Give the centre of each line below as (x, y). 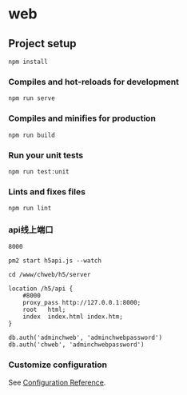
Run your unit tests (46, 155)
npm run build (32, 135)
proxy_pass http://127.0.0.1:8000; (82, 303)
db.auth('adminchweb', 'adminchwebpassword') (85, 338)
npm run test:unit (39, 172)
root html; (44, 310)
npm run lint (30, 209)
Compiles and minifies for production (82, 118)
